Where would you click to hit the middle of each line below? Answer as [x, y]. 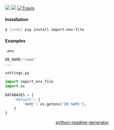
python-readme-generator [82, 123]
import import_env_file [29, 82]
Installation [17, 19]
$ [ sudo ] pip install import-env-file [45, 30]
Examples [15, 41]
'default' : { [27, 99]
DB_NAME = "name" [21, 60]
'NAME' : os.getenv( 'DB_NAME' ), [55, 104]
